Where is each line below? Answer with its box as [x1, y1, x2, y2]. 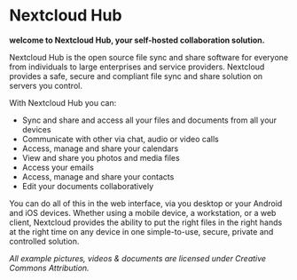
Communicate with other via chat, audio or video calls [21, 133, 219, 144]
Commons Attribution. [9, 262, 90, 273]
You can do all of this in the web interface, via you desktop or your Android [9, 197, 283, 209]
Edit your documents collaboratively [21, 180, 154, 191]
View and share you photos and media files [21, 152, 180, 163]
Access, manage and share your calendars [21, 143, 179, 154]
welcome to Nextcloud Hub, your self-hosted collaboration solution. [9, 35, 265, 45]
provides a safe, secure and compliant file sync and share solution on [9, 70, 263, 81]
